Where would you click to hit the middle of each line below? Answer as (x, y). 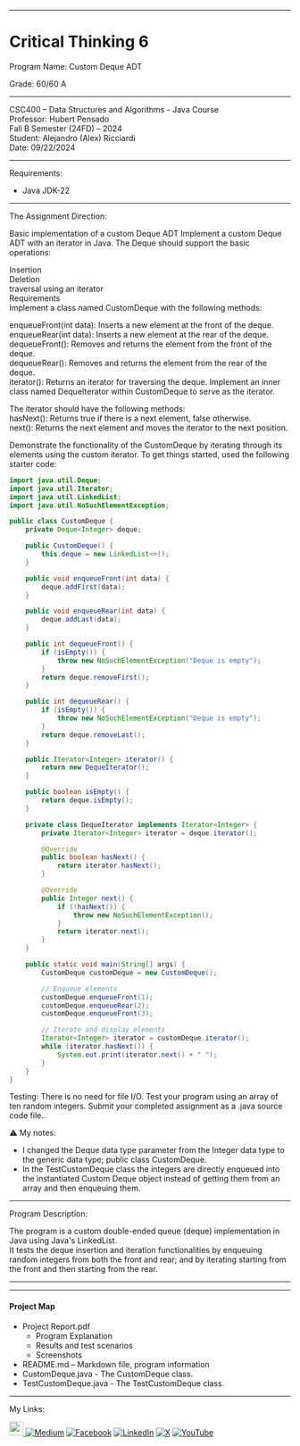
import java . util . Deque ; (55, 480)
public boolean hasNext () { (93, 857)
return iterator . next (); (103, 932)
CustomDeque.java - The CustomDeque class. (108, 1374)
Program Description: (48, 1214)
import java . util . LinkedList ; (66, 497)
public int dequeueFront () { (79, 644)
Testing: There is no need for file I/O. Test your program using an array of (144, 1097)
